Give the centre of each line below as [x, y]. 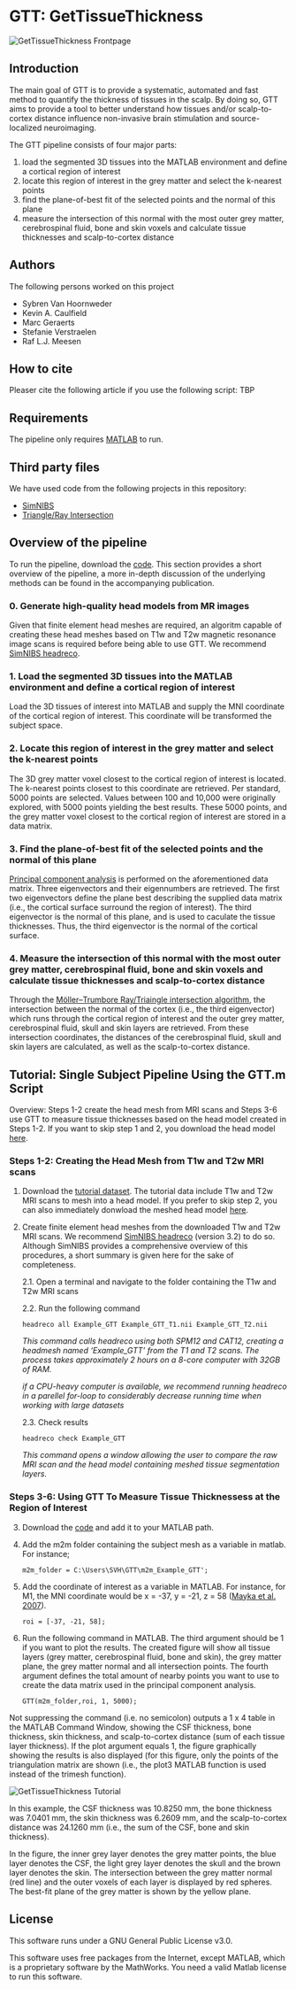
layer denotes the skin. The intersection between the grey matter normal [140, 1872]
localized [26, 127]
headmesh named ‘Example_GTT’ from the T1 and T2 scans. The [140, 1351]
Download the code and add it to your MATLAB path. [118, 1527]
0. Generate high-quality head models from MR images [129, 605]
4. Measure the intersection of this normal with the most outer [145, 958]
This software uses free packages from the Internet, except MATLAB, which [147, 1957]
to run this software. [46, 1977]
